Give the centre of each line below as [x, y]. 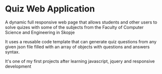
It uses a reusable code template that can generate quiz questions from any [81, 41]
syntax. [12, 52]
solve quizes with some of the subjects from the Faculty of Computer [74, 27]
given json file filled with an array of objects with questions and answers [77, 47]
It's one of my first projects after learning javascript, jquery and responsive [80, 61]
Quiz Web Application [50, 9]
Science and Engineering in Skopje [40, 32]
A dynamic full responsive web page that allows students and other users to [81, 22]
